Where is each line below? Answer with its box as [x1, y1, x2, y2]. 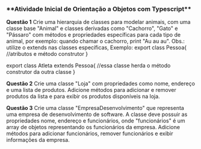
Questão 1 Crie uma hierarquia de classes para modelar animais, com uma [6, 19, 191, 26]
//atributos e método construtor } [6, 50, 88, 58]
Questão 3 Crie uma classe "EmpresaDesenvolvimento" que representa [6, 105, 185, 112]
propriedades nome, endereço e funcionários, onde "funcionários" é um [6, 117, 185, 124]
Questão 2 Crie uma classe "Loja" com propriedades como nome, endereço [6, 80, 196, 87]
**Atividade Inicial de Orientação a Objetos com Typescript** [6, 5, 191, 13]
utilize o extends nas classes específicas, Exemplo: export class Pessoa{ [6, 44, 187, 51]
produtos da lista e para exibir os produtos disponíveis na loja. [6, 93, 161, 100]
